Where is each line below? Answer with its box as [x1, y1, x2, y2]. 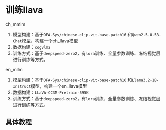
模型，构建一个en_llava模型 [31, 83, 87, 89]
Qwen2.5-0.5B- [132, 32, 161, 37]
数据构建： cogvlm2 [12, 44, 51, 50]
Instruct [12, 84, 31, 89]
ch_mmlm [5, 21, 26, 27]
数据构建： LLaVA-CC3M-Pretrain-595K [12, 89, 89, 95]
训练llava [5, 4, 43, 16]
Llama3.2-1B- [132, 78, 159, 83]
